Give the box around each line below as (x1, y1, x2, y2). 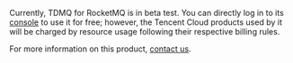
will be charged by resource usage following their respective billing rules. (9, 27, 280, 36)
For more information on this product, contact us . (9, 43, 191, 54)
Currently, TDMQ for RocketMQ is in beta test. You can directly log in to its (9, 8, 285, 18)
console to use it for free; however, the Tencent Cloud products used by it (9, 17, 283, 28)
